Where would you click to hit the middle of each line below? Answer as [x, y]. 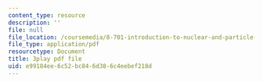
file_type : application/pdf [54, 45]
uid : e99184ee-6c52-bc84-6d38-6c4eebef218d [80, 66]
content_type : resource [47, 15]
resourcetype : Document [47, 52]
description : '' [34, 23]
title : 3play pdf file [45, 59]
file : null [26, 30]
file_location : [33, 37]
